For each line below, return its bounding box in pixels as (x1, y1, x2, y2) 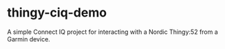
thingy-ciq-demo (7, 5, 107, 21)
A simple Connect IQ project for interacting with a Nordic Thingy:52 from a (7, 28, 218, 36)
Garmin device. (7, 35, 50, 43)
